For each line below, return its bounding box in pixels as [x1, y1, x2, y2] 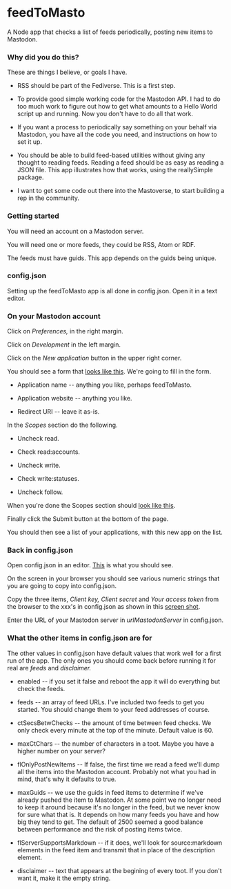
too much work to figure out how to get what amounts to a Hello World [17, 102, 217, 111]
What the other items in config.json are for [7, 633, 152, 643]
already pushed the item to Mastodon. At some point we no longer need [17, 796, 222, 804]
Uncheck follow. [17, 488, 63, 496]
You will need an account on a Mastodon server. [7, 227, 144, 235]
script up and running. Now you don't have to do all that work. [17, 109, 193, 118]
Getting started [7, 211, 60, 221]
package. [17, 173, 44, 181]
